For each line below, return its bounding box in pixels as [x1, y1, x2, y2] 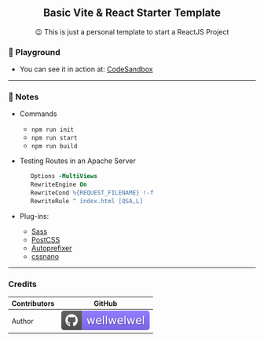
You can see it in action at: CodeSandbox [19, 64, 153, 74]
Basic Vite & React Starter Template [42, 6, 222, 20]
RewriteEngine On [30, 180, 87, 189]
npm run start [31, 134, 78, 142]
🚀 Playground [8, 46, 60, 57]
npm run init [31, 126, 75, 134]
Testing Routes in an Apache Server [19, 156, 136, 166]
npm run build [31, 143, 78, 151]
